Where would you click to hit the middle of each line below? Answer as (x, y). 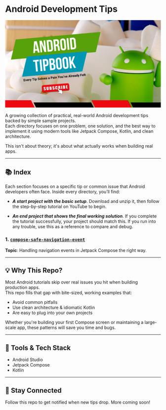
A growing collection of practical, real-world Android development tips (77, 116)
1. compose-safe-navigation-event (45, 240)
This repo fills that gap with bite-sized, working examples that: (69, 293)
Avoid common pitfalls (35, 302)
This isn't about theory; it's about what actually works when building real (79, 146)
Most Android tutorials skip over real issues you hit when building (72, 282)
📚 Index (18, 172)
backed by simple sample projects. (41, 121)
